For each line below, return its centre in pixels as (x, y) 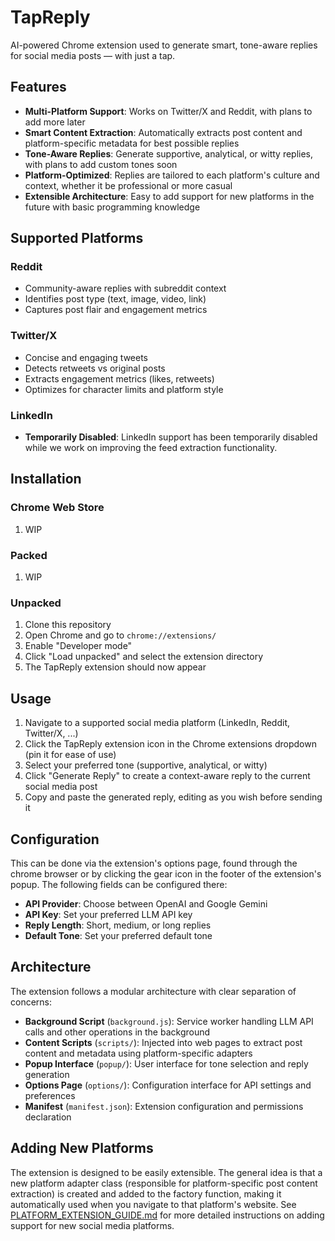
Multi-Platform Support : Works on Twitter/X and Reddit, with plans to (168, 111)
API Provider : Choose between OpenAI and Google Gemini (146, 903)
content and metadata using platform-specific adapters (138, 1053)
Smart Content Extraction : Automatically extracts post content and (163, 132)
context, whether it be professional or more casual (128, 185)
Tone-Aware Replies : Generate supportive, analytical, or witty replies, (169, 153)
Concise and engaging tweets (86, 357)
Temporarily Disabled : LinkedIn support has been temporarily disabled (171, 437)
